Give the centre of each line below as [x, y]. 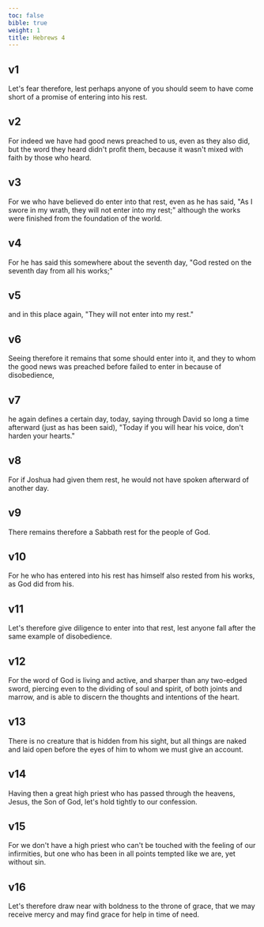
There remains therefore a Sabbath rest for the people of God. [109, 532]
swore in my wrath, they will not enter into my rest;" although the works [124, 209]
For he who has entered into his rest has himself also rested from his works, [132, 576]
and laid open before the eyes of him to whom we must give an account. [126, 749]
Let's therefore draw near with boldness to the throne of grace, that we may [132, 906]
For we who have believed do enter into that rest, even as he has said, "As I [130, 202]
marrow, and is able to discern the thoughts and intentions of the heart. [124, 697]
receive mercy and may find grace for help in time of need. [104, 914]
